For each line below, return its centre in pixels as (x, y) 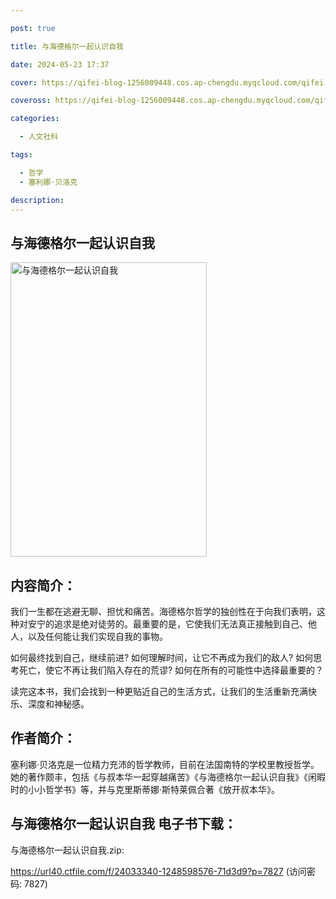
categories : (35, 119)
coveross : (31, 101)
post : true (33, 28)
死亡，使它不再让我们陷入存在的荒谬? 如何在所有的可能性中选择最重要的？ (171, 670)
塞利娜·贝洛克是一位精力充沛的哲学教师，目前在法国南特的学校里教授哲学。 (165, 764)
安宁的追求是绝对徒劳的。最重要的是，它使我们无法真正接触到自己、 (167, 624)
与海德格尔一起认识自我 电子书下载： (123, 824)
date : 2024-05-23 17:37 (60, 64)
